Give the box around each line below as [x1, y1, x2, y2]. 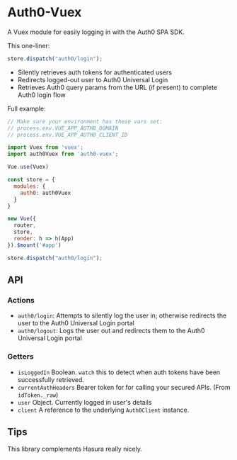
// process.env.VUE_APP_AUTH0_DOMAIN [7, 125, 119, 132]
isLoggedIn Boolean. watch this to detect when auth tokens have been [17, 368, 221, 376]
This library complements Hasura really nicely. [7, 444, 143, 454]
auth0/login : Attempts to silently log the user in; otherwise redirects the [17, 311, 227, 320]
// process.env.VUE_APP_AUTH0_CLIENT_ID [7, 131, 129, 138]
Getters [7, 352, 34, 361]
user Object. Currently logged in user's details [17, 398, 152, 406]
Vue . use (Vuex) [7, 164, 50, 171]
